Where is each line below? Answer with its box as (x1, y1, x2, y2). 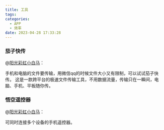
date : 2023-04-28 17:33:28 (5, 30, 61, 35)
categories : (5, 16, 30, 21)
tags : (5, 12, 16, 17)
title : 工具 (5, 7, 28, 12)
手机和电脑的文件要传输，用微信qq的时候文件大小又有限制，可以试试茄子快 (5, 70, 159, 76)
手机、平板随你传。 (13, 83, 53, 89)
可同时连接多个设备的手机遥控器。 (5, 119, 75, 125)
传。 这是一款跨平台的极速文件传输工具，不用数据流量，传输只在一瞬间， (5, 76, 155, 82)
